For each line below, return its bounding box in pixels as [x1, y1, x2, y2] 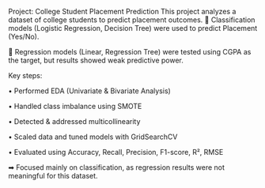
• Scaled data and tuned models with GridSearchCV [8, 132, 178, 141]
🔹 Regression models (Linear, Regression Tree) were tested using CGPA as [8, 47, 252, 56]
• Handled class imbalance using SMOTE [8, 102, 142, 111]
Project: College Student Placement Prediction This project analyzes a [8, 7, 237, 16]
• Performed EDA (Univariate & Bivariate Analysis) [8, 86, 172, 96]
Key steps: [8, 71, 43, 80]
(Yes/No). [8, 32, 40, 41]
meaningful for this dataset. [8, 171, 98, 180]
